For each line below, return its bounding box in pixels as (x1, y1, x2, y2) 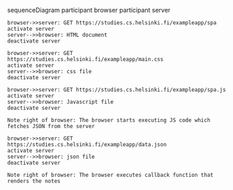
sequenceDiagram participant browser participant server (7, 6, 171, 14)
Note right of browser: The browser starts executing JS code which (7, 117, 211, 124)
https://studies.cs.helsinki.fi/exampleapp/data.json (7, 141, 167, 148)
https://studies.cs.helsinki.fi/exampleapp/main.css (7, 56, 164, 63)
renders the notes (7, 177, 61, 184)
